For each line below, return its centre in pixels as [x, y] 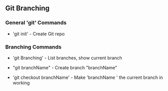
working [21, 82]
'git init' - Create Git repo [39, 34]
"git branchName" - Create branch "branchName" [65, 67]
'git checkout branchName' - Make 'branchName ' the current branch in [88, 77]
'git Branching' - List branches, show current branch [68, 58]
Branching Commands [33, 47]
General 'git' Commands [36, 23]
